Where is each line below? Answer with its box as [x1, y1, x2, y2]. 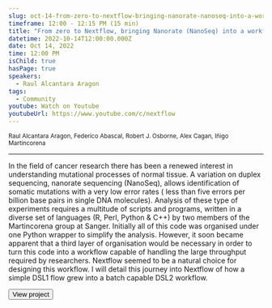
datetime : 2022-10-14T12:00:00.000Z [8, 34, 132, 43]
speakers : [8, 72, 42, 80]
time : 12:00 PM [8, 49, 60, 58]
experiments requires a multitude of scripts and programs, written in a [8, 204, 242, 213]
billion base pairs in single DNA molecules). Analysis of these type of [8, 195, 239, 205]
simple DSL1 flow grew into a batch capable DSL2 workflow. [8, 273, 208, 282]
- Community [15, 95, 57, 103]
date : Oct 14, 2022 [8, 42, 74, 50]
